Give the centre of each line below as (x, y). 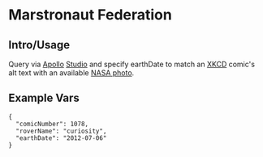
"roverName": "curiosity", (61, 131)
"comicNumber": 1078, (52, 124)
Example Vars (44, 98)
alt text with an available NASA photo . (71, 73)
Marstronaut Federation (90, 15)
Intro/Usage (39, 45)
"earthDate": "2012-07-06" (61, 138)
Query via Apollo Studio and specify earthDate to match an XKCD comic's (132, 64)
